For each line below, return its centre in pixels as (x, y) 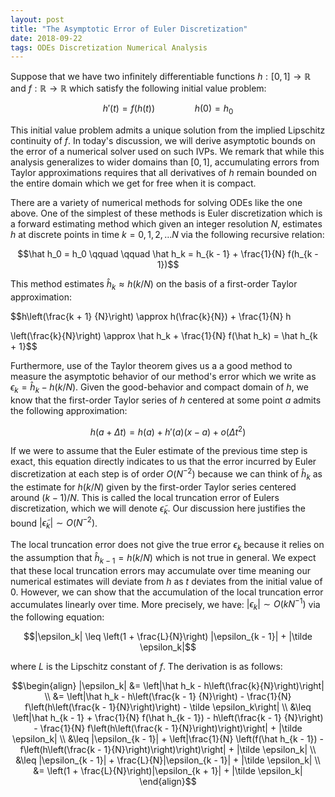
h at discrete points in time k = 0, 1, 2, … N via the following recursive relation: (167, 235)
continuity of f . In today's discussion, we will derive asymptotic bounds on (163, 141)
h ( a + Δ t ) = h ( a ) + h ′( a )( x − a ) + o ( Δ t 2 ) (168, 431)
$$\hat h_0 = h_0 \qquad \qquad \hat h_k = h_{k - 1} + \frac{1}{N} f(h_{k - (168, 254)
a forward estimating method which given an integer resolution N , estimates (166, 224)
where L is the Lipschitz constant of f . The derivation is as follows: (146, 667)
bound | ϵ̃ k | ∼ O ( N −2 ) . (54, 523)
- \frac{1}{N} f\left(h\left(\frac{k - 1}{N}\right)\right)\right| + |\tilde (168, 728)
